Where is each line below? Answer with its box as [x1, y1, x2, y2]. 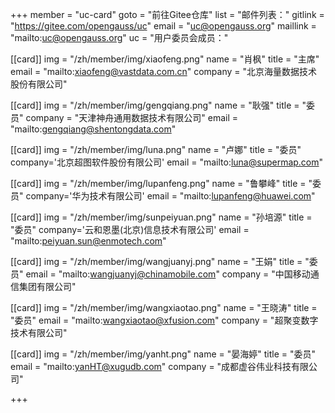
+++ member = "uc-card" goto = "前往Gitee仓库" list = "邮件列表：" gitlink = [10, 9, 325, 20]
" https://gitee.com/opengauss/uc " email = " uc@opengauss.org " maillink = [10, 20, 317, 32]
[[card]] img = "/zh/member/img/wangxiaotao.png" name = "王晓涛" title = [10, 302, 318, 313]
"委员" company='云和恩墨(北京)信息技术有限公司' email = [10, 224, 250, 235]
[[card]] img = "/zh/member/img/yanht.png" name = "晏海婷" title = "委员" [10, 348, 317, 360]
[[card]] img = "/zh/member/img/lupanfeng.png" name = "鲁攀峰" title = [10, 178, 307, 189]
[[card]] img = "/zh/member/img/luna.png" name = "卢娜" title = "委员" [10, 144, 302, 155]
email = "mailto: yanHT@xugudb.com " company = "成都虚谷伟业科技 [10, 361, 292, 372]
